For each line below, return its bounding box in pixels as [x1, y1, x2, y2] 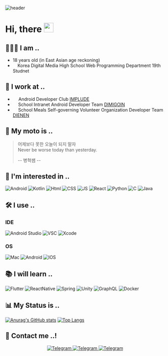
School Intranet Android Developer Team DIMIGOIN [18, 101, 125, 108]
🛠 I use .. [5, 201, 35, 209]
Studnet [12, 68, 29, 74]
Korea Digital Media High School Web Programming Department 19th [17, 62, 161, 68]
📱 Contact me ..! [5, 332, 57, 340]
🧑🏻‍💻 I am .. [5, 44, 39, 52]
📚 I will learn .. [5, 269, 53, 278]
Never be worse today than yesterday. [17, 147, 98, 153]
